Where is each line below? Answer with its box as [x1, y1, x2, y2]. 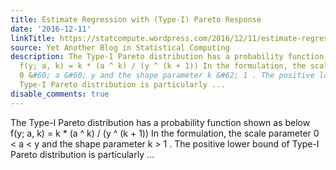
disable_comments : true [10, 89, 110, 99]
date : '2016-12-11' [10, 24, 92, 34]
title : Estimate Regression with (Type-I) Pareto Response [10, 14, 262, 25]
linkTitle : [10, 33, 56, 43]
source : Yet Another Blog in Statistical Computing [10, 42, 230, 53]
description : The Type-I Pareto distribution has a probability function [10, 52, 325, 62]
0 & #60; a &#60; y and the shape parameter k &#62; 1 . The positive [19, 71, 315, 81]
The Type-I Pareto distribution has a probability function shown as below [10, 116, 311, 128]
